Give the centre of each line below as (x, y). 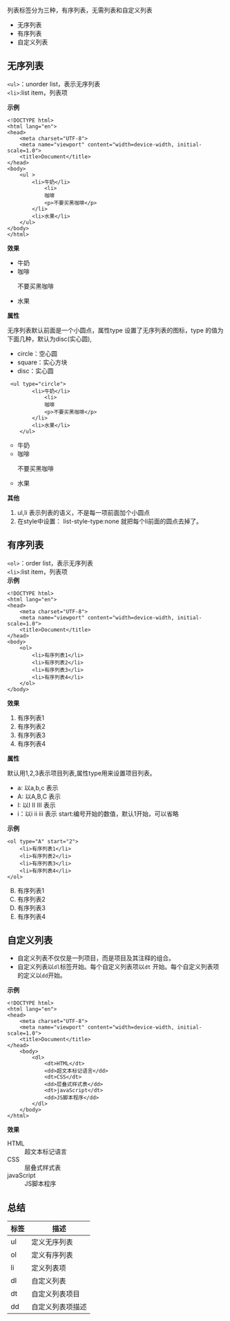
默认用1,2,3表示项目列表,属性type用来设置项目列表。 (82, 773)
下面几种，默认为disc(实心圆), (49, 339)
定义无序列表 (52, 1242)
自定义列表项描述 (59, 1307)
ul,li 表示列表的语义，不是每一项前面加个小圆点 (84, 512)
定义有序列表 (52, 1255)
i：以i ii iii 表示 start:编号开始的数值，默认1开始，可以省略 (98, 814)
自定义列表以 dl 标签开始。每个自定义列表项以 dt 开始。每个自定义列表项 (118, 967)
